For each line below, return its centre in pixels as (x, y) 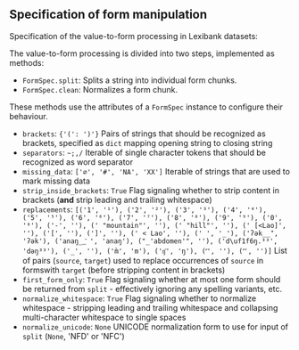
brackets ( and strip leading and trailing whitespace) (117, 199)
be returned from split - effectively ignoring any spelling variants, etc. (152, 289)
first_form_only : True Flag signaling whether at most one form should (151, 279)
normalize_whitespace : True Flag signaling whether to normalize (139, 298)
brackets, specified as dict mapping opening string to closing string (147, 142)
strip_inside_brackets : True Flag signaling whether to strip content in (150, 190)
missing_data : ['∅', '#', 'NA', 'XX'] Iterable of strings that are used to (156, 171)
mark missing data (56, 181)
